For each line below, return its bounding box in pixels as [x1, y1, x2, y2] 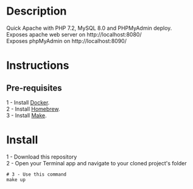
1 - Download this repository [6, 153, 77, 160]
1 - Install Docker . [6, 98, 50, 106]
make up [6, 176, 26, 183]
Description [6, 4, 67, 18]
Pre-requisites [6, 83, 62, 93]
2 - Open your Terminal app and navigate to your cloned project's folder [6, 159, 187, 167]
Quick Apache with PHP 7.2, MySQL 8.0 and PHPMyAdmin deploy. [6, 24, 172, 32]
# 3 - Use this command [6, 171, 67, 177]
